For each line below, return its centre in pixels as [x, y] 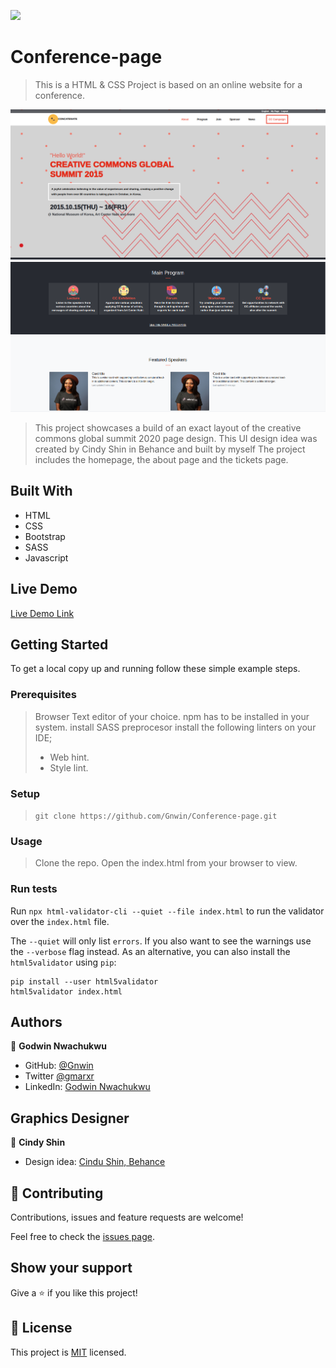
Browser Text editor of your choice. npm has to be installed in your [172, 716]
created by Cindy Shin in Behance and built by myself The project [170, 449]
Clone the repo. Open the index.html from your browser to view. [166, 863]
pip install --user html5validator [84, 981]
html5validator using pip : [63, 962]
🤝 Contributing [57, 1193]
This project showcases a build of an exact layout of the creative [168, 428]
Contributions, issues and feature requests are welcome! [127, 1217]
